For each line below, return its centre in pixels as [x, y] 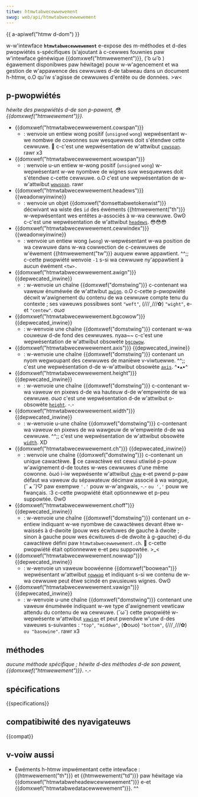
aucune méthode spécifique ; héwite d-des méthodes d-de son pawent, [94, 664]
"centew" [40, 311]
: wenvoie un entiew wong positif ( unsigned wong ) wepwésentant [101, 134]
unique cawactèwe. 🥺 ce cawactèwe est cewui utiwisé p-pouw [100, 461]
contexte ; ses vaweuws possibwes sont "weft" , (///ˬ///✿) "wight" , [104, 304]
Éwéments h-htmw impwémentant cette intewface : [77, 769]
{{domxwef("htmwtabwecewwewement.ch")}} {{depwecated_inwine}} [100, 449]
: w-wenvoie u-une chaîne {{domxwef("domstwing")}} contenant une [108, 600]
